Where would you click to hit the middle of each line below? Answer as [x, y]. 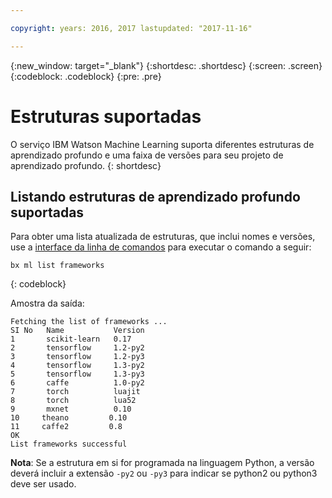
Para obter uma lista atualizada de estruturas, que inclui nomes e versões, [163, 237]
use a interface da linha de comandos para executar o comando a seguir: [161, 247]
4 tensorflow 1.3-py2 [77, 366]
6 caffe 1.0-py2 [77, 383]
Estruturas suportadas [106, 116]
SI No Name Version [77, 331]
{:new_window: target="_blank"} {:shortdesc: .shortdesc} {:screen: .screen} [166, 65]
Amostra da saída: [47, 303]
